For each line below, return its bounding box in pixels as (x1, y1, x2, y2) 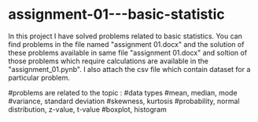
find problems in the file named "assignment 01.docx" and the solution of (8, 39, 245, 48)
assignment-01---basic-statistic (8, 5, 226, 23)
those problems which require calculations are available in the (8, 56, 208, 66)
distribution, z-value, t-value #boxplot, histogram (8, 104, 167, 114)
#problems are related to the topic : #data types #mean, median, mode (8, 88, 238, 97)
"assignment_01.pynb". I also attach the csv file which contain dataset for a (8, 64, 251, 74)
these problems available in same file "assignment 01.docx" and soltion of (8, 48, 248, 57)
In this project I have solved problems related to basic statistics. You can (8, 31, 242, 41)
